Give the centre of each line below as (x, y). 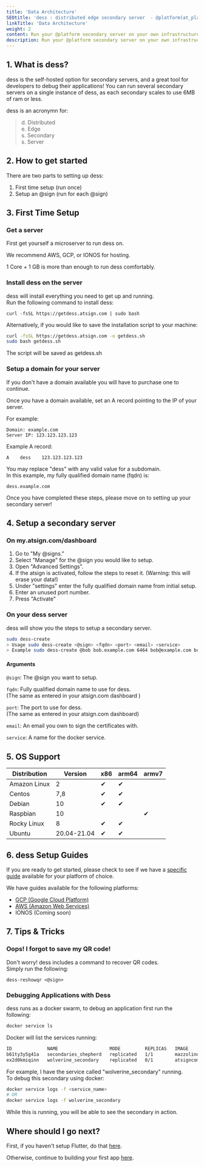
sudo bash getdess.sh (34, 342)
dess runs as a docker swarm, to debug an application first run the (90, 1008)
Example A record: (29, 446)
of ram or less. (24, 98)
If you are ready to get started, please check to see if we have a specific (97, 870)
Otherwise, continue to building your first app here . (70, 1158)
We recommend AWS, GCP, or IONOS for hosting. (68, 255)
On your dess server (37, 614)
